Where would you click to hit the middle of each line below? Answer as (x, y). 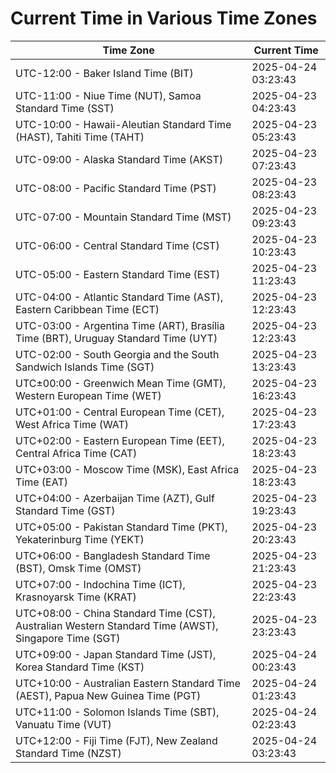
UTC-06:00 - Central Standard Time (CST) (117, 245)
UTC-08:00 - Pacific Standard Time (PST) (116, 188)
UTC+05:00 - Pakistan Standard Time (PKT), (121, 527)
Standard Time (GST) (65, 510)
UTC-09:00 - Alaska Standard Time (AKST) (119, 159)
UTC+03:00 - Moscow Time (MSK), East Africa (127, 469)
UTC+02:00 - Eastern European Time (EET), (120, 440)
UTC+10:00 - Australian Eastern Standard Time (128, 683)
